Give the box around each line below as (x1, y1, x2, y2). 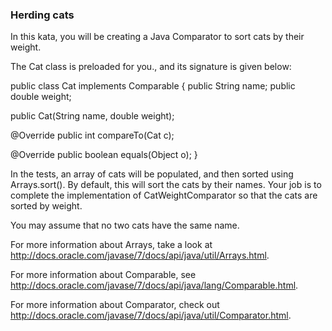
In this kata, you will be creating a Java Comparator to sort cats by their (10, 31, 305, 43)
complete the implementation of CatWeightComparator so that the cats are (10, 189, 318, 202)
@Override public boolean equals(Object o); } (10, 149, 198, 161)
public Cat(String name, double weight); (10, 110, 175, 122)
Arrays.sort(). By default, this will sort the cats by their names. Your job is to (10, 179, 322, 191)
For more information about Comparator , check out (10, 299, 220, 311)
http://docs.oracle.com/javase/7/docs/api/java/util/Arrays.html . (10, 249, 270, 262)
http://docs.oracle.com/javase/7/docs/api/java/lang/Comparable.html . (10, 279, 299, 292)
